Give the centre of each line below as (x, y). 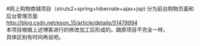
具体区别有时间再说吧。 (35, 37)
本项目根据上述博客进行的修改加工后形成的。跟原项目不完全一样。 (87, 29)
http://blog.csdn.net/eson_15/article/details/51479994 (72, 23)
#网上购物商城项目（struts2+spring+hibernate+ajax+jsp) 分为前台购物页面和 (100, 9)
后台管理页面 (22, 16)
